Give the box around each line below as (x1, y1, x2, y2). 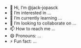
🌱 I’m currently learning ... (9, 15, 62, 21)
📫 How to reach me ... (9, 26, 55, 31)
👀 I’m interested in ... (9, 10, 52, 16)
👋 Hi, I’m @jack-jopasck (9, 5, 58, 10)
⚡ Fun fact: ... (9, 38, 37, 44)
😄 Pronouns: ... (9, 33, 42, 39)
